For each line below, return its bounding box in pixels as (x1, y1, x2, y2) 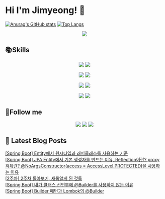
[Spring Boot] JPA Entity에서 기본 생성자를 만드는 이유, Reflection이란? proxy (5, 157, 160, 163)
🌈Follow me (5, 108, 42, 117)
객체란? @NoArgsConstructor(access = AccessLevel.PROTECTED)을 (5, 163, 147, 169)
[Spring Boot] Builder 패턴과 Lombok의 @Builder (5, 188, 105, 194)
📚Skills (5, 46, 30, 54)
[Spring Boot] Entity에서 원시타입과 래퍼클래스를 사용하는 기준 (5, 150, 128, 156)
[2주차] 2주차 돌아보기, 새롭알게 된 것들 (5, 175, 82, 181)
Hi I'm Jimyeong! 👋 (5, 5, 86, 16)
